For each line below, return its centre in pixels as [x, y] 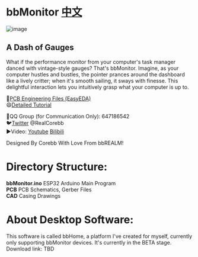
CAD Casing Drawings [33, 195]
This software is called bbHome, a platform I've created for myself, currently [99, 236]
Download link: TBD [30, 249]
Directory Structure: [57, 167]
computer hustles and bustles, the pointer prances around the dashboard [95, 74]
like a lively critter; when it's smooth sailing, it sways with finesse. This [92, 81]
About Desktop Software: [70, 219]
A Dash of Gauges [40, 48]
